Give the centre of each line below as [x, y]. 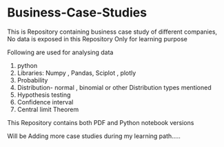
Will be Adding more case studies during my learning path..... [94, 136]
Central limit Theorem [48, 109]
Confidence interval [45, 102]
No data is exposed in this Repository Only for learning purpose [97, 38]
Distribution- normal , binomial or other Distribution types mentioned [114, 87]
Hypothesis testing [44, 95]
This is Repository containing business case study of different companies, [112, 32]
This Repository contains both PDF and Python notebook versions [101, 122]
